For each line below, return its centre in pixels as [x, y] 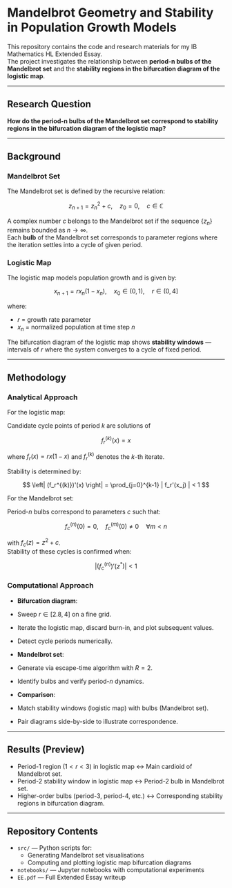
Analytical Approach [42, 397]
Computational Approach [51, 586]
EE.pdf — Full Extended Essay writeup [71, 878]
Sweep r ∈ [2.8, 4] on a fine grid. [64, 614]
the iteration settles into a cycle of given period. [75, 244]
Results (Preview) [46, 750]
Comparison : [36, 694]
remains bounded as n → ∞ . [48, 230]
